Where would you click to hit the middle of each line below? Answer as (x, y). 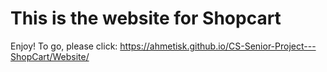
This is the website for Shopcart (146, 18)
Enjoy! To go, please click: (64, 46)
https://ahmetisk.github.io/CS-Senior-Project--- (218, 46)
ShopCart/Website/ (50, 56)
